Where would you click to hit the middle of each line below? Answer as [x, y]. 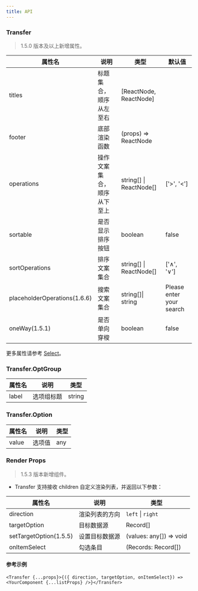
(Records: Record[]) [154, 547]
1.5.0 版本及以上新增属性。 [53, 45]
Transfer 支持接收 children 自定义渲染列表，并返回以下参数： [88, 486]
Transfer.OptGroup [34, 368]
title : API [19, 12]
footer [18, 137]
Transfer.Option [29, 415]
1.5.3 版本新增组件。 [45, 474]
